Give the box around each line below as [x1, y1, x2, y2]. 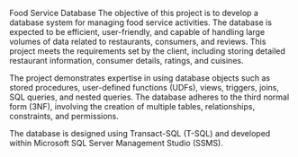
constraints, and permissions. [9, 111, 120, 121]
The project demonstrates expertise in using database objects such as [9, 73, 271, 83]
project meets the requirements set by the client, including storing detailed [9, 46, 286, 57]
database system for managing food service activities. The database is [9, 17, 273, 28]
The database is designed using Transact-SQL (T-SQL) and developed [9, 128, 271, 138]
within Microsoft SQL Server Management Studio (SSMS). [9, 138, 223, 148]
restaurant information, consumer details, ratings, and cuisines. [9, 56, 244, 65]
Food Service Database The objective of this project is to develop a [9, 8, 259, 18]
